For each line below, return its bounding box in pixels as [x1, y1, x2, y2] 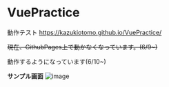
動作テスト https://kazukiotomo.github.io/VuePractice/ [7, 28, 162, 36]
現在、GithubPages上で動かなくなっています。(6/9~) [7, 42, 158, 51]
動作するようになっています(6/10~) [7, 57, 107, 66]
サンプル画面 [7, 72, 43, 80]
